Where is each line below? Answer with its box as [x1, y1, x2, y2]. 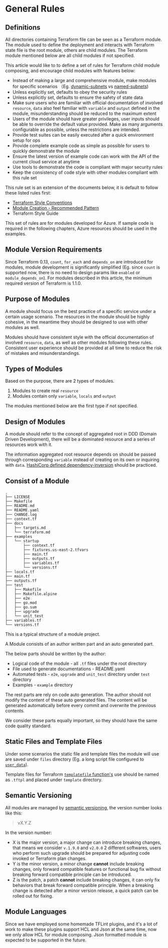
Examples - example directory [12, 682, 73, 688]
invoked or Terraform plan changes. [12, 855, 87, 861]
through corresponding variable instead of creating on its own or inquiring [5, 457, 159, 463]
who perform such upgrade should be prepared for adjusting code [12, 850, 150, 856]
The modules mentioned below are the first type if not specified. [5, 403, 138, 409]
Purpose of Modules [5, 295, 70, 303]
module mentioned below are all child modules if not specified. [5, 52, 135, 58]
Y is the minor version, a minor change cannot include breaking [12, 860, 144, 867]
